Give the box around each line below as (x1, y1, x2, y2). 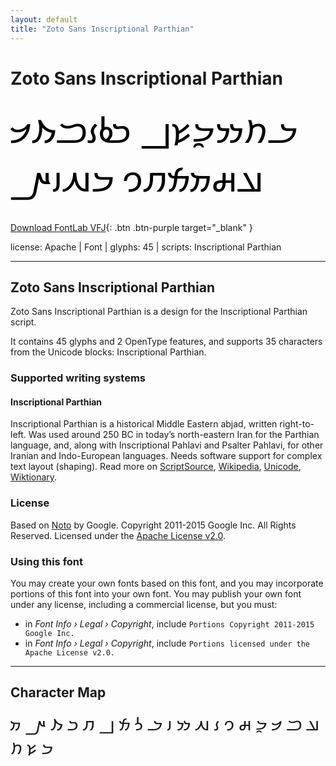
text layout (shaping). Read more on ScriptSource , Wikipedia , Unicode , (10, 461, 302, 473)
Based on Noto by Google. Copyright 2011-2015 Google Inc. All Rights (10, 519, 297, 531)
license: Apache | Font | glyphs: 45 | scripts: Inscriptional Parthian (10, 241, 282, 253)
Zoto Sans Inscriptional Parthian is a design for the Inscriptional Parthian (10, 306, 308, 318)
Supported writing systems (10, 371, 147, 385)
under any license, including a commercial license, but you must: (10, 599, 278, 611)
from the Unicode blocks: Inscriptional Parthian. (10, 346, 207, 358)
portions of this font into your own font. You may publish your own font (10, 588, 302, 600)
